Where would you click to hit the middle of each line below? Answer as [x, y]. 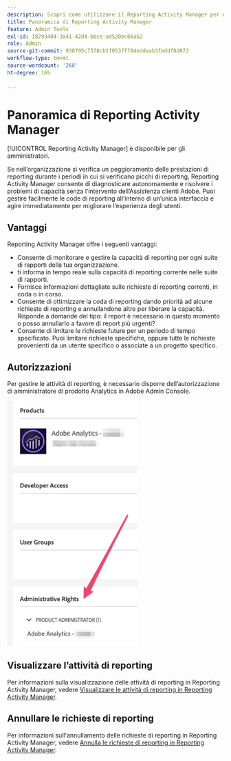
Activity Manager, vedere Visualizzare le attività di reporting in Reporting [110, 689]
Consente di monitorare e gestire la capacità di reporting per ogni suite [117, 258]
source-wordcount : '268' [43, 65]
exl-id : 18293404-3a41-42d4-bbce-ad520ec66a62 [75, 37]
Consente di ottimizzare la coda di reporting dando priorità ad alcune [115, 302]
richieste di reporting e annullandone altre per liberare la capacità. [111, 309]
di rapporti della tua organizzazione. [68, 265]
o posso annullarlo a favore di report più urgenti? [86, 323]
